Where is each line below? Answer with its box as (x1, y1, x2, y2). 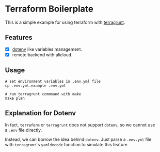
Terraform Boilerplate (5, 3, 94, 15)
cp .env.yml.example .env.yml (5, 83, 66, 88)
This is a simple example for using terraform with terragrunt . (5, 19, 125, 25)
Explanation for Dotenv (5, 109, 76, 117)
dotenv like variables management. (12, 46, 82, 52)
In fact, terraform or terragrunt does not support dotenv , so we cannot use (5, 122, 155, 128)
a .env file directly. (5, 127, 42, 133)
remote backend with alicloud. (12, 52, 73, 58)
